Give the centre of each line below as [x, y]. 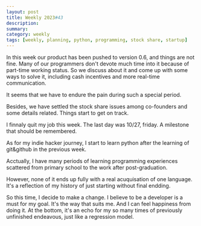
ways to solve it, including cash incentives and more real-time [83, 77]
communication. [26, 83]
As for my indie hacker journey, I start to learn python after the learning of [98, 143]
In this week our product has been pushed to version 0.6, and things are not [101, 57]
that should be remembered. [42, 131]
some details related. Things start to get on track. [67, 113]
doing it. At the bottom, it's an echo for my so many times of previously [94, 210]
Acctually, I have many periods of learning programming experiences [92, 161]
